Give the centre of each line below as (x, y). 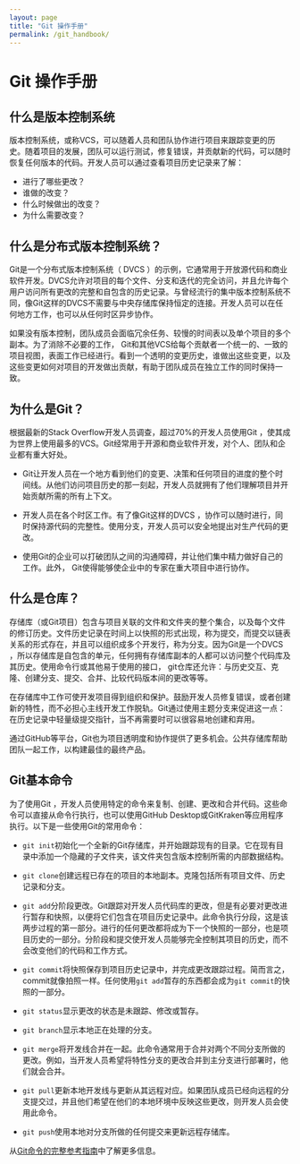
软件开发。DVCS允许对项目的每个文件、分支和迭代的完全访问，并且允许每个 (149, 281)
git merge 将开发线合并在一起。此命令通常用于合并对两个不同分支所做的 (154, 1048)
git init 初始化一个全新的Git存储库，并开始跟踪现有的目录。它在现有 (149, 845)
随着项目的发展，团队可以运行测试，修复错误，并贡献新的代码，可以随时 (158, 151)
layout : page (33, 17)
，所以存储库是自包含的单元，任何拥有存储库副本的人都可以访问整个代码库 (146, 655)
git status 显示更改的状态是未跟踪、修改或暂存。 (112, 1010)
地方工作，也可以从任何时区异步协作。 (87, 314)
